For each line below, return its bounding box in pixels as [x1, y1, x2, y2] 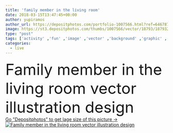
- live [10, 46, 24, 51]
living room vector [5, 78, 137, 98]
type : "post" [5, 31, 33, 36]
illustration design [5, 97, 134, 117]
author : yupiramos [5, 17, 45, 22]
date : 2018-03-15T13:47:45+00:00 [5, 12, 77, 17]
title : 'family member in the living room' [5, 7, 100, 13]
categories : [5, 41, 31, 46]
